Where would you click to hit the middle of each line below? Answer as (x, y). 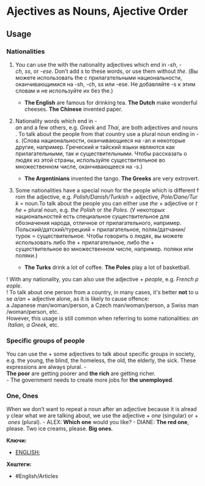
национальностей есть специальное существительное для (92, 216)
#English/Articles (37, 476)
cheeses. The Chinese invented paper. (73, 109)
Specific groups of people (46, 340)
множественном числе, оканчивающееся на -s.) (79, 166)
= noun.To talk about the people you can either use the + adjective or (107, 203)
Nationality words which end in (54, 121)
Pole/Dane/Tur (179, 197)
